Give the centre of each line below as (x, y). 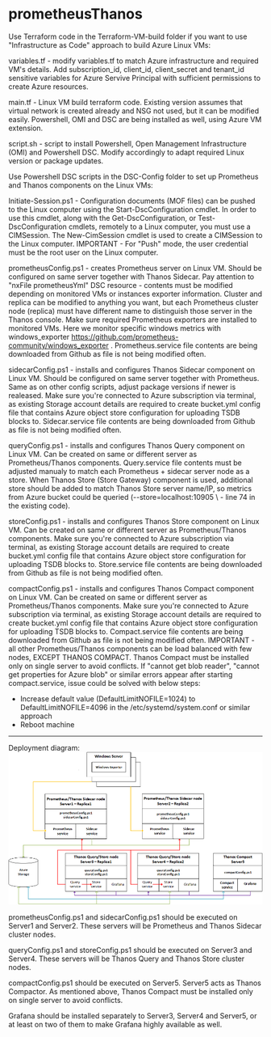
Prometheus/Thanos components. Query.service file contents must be (125, 463)
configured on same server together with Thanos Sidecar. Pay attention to (131, 277)
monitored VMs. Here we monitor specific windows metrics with (115, 328)
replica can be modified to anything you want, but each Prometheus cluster (133, 302)
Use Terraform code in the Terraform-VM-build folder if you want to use (128, 36)
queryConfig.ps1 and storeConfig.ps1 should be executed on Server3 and (130, 950)
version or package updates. (56, 161)
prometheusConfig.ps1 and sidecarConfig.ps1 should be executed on (123, 917)
